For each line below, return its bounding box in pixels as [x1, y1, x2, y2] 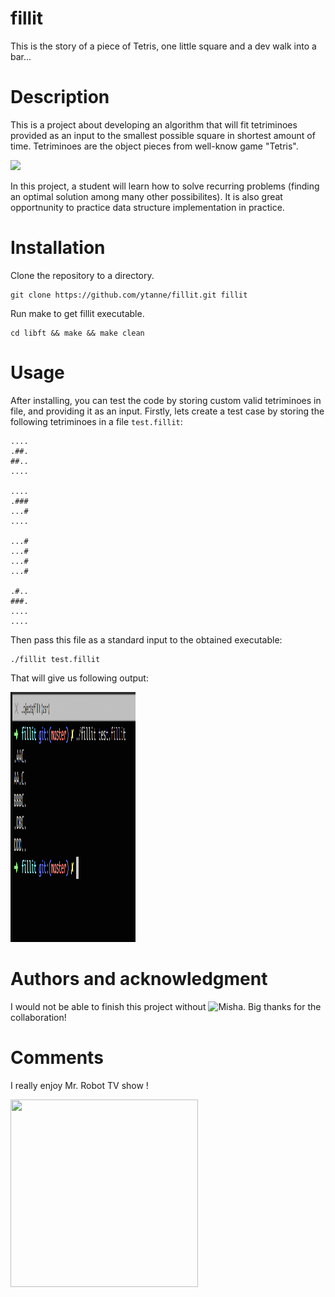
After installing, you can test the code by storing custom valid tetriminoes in [10, 394, 322, 406]
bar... [10, 50, 32, 62]
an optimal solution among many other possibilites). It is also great [10, 190, 283, 202]
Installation [10, 237, 106, 259]
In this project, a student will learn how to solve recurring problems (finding [10, 180, 320, 192]
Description [10, 86, 110, 109]
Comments [10, 1046, 104, 1069]
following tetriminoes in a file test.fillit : [10, 415, 183, 427]
